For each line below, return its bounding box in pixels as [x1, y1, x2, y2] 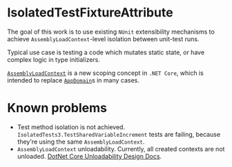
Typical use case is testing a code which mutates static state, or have [7, 48, 205, 56]
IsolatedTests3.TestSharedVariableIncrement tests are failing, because [17, 130, 221, 138]
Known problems [7, 100, 107, 116]
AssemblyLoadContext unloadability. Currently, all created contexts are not [17, 144, 225, 153]
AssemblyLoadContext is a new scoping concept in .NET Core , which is [7, 69, 204, 77]
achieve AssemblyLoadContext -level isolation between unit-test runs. [7, 34, 200, 43]
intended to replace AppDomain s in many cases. [7, 76, 140, 84]
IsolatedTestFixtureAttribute [7, 5, 174, 21]
